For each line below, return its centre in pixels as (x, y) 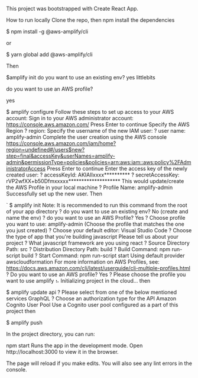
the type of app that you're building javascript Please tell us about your (92, 237)
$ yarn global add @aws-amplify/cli (49, 55)
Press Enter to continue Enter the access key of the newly (117, 169)
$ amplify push (24, 323)
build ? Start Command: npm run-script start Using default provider (103, 255)
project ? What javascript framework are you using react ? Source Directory (98, 243)
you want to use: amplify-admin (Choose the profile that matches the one (95, 224)
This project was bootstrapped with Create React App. (72, 9)
